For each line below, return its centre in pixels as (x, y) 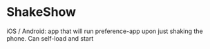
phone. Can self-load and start (50, 38)
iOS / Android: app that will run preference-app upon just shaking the (105, 31)
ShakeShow (41, 12)
